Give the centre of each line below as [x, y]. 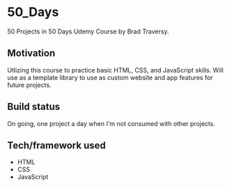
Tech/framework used [56, 145]
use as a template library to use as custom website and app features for [110, 77]
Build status [34, 107]
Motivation [31, 53]
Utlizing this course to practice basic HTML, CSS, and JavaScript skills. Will [116, 70]
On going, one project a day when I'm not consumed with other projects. [112, 123]
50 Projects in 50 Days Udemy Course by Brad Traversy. [88, 31]
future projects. [29, 85]
